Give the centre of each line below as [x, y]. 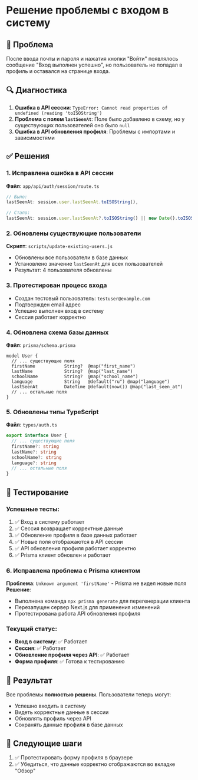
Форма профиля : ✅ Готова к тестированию [70, 662]
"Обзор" [25, 771]
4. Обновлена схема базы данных [57, 332]
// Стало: [18, 213]
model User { [22, 356]
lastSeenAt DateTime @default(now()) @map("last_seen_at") [97, 386]
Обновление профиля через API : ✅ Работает [72, 655]
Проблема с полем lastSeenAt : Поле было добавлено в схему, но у [100, 119]
